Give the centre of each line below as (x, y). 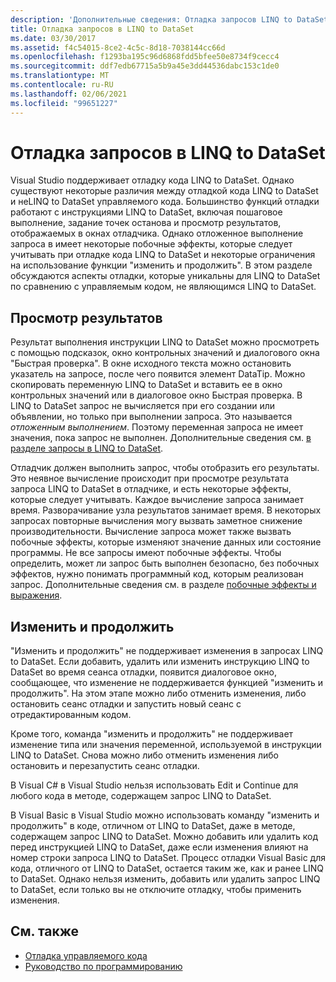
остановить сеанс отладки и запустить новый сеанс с (126, 704)
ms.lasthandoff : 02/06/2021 (69, 94)
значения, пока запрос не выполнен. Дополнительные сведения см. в (161, 438)
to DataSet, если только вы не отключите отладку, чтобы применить (156, 890)
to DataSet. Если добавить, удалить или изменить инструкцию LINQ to (160, 662)
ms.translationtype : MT (60, 76)
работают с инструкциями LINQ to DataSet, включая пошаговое (146, 212)
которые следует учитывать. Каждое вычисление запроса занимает (157, 500)
